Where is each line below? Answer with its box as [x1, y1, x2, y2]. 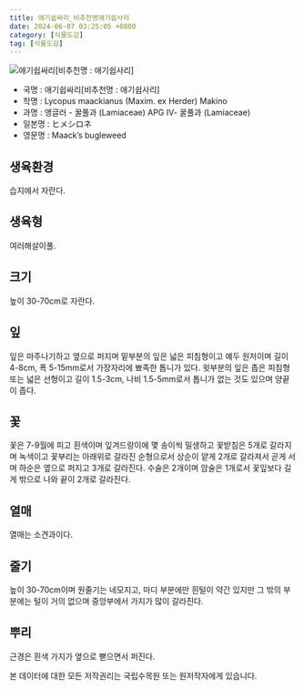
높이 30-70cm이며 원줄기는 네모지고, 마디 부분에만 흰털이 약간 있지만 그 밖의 [9, 584, 282, 595]
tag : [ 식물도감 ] [9, 38, 64, 48]
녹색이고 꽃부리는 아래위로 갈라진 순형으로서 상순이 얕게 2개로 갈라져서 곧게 [18, 451, 287, 462]
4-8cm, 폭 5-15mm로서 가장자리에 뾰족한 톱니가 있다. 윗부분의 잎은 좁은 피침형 [9, 362, 290, 373]
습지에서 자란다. [9, 185, 66, 196]
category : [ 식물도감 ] [9, 30, 84, 39]
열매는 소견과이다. [9, 530, 74, 541]
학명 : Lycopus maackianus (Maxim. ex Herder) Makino [22, 96, 228, 107]
